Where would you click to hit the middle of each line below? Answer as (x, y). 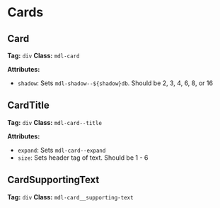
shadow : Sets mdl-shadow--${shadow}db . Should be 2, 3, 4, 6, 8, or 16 (115, 83)
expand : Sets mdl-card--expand (62, 150)
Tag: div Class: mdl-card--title (55, 122)
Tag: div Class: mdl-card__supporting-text (70, 197)
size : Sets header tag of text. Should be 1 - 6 (83, 158)
